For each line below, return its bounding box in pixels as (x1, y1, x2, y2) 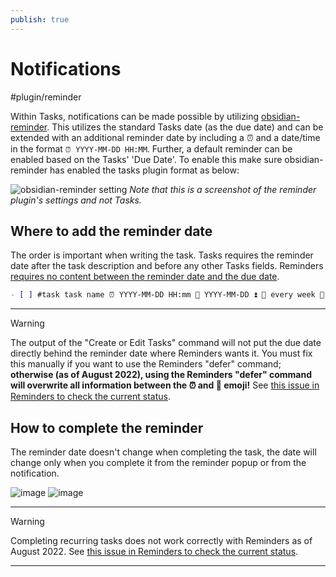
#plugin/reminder (10, 91, 82, 103)
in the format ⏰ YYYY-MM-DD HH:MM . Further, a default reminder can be (10, 142, 293, 155)
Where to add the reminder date (10, 222, 213, 240)
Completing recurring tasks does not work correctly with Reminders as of (10, 535, 313, 547)
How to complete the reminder (10, 419, 204, 436)
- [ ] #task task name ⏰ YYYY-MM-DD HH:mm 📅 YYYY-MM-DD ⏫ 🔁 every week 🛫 (10, 290, 325, 300)
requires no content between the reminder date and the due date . (10, 271, 280, 283)
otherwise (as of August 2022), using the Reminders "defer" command (10, 369, 313, 381)
